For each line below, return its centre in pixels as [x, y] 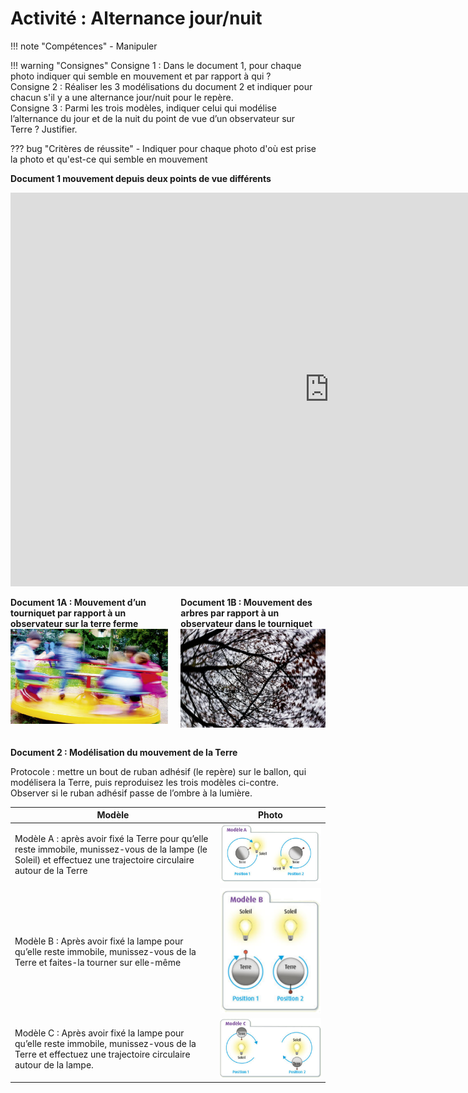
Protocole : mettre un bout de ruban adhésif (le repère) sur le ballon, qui [158, 771]
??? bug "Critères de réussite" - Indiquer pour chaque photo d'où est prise [163, 148]
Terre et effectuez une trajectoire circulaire [102, 1054]
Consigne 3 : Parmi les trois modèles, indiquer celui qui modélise [143, 108]
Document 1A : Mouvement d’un [78, 602]
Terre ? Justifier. [44, 129]
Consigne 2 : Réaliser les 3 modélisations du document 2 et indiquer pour [161, 86]
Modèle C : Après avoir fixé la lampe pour [99, 1033]
